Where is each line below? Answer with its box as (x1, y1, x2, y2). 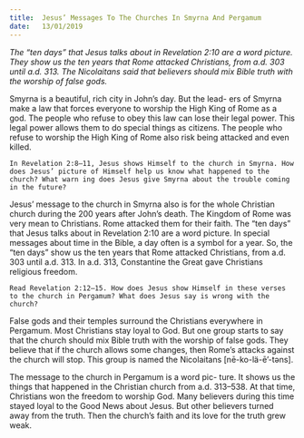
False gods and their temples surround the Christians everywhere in (9, 315, 263, 326)
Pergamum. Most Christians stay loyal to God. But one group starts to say (9, 325, 284, 336)
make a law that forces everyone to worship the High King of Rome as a (9, 102, 278, 113)
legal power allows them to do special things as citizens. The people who (9, 122, 283, 132)
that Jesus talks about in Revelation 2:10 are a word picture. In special (9, 228, 270, 238)
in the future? (9, 182, 67, 191)
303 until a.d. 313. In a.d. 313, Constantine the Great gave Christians (9, 256, 263, 268)
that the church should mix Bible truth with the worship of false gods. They (9, 335, 289, 346)
